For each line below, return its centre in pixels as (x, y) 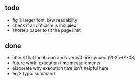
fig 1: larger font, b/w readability (45, 20)
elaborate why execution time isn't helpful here (60, 68)
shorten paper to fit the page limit (46, 30)
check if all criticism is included (44, 25)
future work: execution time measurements (56, 63)
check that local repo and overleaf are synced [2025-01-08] (74, 57)
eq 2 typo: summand (34, 73)
